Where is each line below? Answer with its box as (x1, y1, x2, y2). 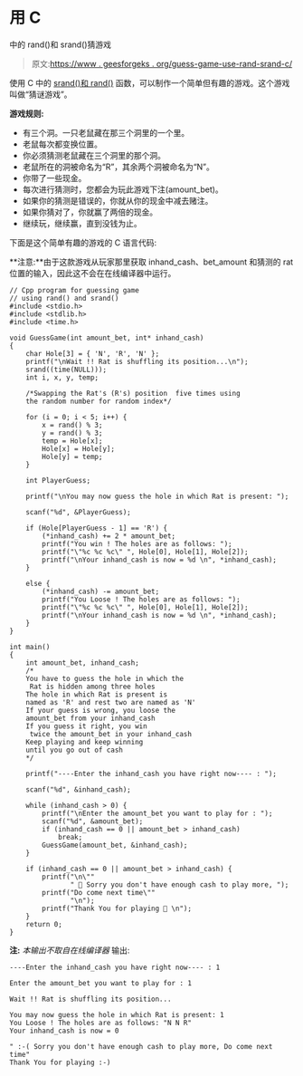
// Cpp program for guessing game (9, 285, 140, 294)
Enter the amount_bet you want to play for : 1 (9, 978, 193, 987)
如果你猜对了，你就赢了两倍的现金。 (22, 207, 158, 217)
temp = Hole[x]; (42, 436, 103, 446)
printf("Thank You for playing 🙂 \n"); (42, 904, 193, 913)
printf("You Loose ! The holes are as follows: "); (42, 594, 241, 604)
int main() (9, 642, 51, 651)
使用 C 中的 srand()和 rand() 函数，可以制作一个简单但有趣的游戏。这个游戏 (9, 77, 290, 88)
